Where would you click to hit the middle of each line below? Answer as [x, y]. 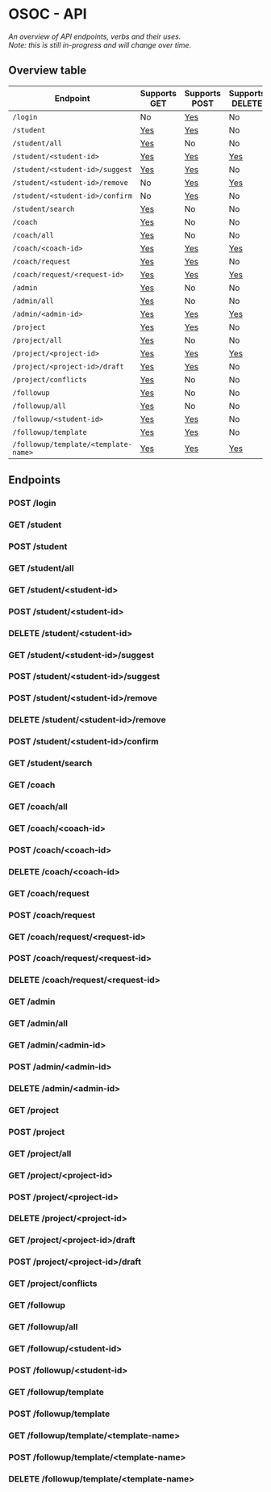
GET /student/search [50, 763]
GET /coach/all [38, 807]
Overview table [48, 71]
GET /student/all [41, 568]
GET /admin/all [38, 1023]
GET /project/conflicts [53, 1283]
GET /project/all [40, 1153]
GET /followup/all [43, 1327]
